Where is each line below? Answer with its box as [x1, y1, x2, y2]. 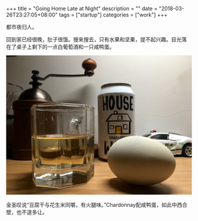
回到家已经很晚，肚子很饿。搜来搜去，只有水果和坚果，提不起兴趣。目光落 [6, 36, 187, 43]
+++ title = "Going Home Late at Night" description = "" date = [6, 5, 158, 12]
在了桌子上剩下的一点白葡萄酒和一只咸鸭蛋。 [6, 44, 115, 50]
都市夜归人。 [6, 24, 37, 30]
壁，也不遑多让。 [6, 209, 48, 216]
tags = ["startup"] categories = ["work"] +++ [58, 11, 168, 18]
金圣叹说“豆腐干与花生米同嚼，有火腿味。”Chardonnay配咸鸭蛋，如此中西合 [6, 202, 187, 208]
